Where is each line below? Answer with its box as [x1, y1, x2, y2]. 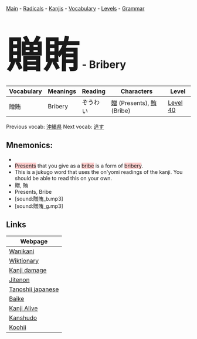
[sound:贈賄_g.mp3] [14, 202, 63, 210]
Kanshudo [9, 313, 37, 321]
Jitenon [9, 275, 30, 283]
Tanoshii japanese [9, 285, 59, 293]
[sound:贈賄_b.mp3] [14, 195, 63, 202]
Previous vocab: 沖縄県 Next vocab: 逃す [6, 123, 104, 130]
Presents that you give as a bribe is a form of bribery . [14, 162, 144, 169]
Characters [120, 87, 153, 95]
